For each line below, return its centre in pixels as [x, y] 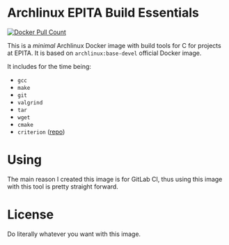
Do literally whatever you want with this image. [74, 234]
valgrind [30, 102]
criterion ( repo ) [41, 132]
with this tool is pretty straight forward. [63, 187]
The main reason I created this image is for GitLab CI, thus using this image [115, 179]
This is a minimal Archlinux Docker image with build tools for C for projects [114, 45]
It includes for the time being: [49, 66]
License [31, 215]
